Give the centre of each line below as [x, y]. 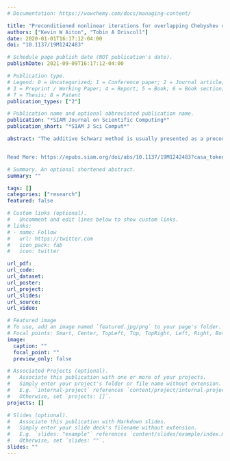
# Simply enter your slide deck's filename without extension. [102, 428]
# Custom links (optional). [47, 213]
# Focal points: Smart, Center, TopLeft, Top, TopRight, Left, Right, [110, 333]
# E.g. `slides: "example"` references [67, 434]
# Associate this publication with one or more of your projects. [107, 378]
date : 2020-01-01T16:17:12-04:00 [55, 38]
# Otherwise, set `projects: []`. [59, 396]
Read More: [23, 157]
